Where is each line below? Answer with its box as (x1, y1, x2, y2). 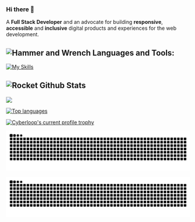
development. (6, 31, 39, 38)
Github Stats (39, 80, 86, 90)
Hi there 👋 (6, 5, 35, 13)
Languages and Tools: (92, 48, 175, 58)
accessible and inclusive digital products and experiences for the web (6, 25, 177, 32)
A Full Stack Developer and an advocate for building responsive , (6, 19, 163, 26)
